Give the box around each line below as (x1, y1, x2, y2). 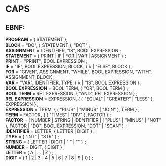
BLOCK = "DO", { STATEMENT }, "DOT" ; (5, 42, 90, 48)
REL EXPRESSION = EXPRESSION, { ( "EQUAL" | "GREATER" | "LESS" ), (5, 96, 154, 102)
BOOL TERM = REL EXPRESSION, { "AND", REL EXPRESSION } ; (5, 91, 138, 96)
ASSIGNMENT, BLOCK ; (5, 74, 55, 80)
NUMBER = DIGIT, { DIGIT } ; (5, 144, 65, 150)
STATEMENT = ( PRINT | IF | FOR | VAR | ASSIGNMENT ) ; (5, 53, 126, 59)
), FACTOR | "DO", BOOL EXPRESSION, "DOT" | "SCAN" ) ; (5, 122, 127, 129)
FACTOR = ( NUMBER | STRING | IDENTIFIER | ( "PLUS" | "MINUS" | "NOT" (5, 117, 161, 123)
